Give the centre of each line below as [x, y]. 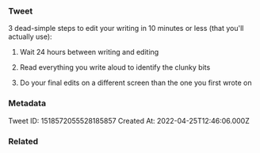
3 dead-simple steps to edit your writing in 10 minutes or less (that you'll [126, 29]
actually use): [31, 36]
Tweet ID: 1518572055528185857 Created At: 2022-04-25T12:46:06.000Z [129, 120]
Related [23, 141]
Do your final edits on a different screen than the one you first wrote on [136, 83]
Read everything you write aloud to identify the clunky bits [115, 67]
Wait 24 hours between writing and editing [89, 52]
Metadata [27, 103]
